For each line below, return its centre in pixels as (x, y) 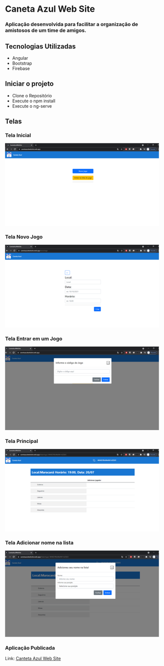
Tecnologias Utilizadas (41, 46)
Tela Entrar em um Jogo (34, 339)
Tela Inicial (18, 136)
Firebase (21, 68)
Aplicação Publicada (30, 648)
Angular (20, 58)
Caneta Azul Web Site (50, 9)
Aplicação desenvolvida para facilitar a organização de (72, 24)
